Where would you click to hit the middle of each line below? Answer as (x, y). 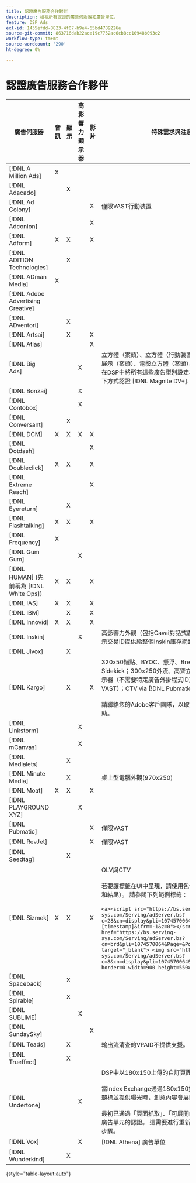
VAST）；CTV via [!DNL (133, 688)
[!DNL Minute (27, 773)
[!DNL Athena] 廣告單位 (134, 1142)
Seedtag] (22, 859)
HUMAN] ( (23, 577)
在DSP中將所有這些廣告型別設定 (145, 372)
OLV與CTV (116, 870)
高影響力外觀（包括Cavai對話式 (144, 633)
